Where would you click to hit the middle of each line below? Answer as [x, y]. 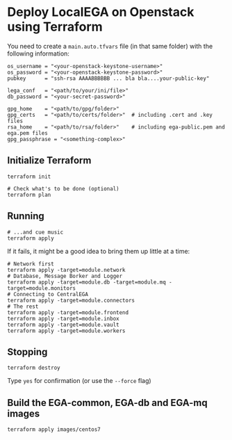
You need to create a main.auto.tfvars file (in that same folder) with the [110, 46]
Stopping [27, 352]
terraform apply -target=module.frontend [68, 312]
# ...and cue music [35, 232]
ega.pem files [28, 133]
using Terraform [55, 27]
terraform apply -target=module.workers [67, 331]
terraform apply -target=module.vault [63, 325]
